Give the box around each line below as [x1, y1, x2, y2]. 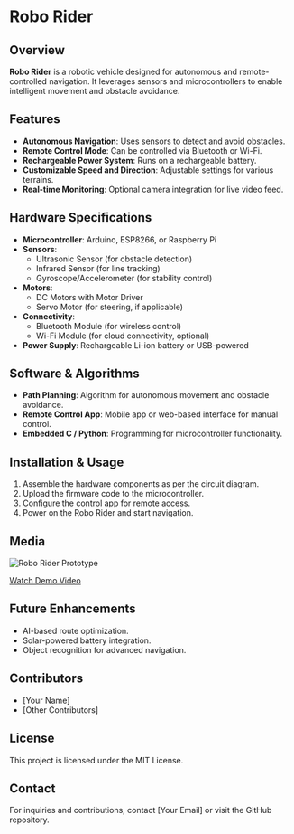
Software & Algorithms [9, 366, 140, 382]
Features [9, 111, 60, 128]
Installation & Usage [9, 454, 124, 469]
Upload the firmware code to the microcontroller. [22, 488, 205, 499]
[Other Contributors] [22, 704, 99, 716]
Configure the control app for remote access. [22, 498, 191, 508]
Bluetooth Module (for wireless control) [35, 320, 182, 331]
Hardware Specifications [9, 210, 152, 225]
